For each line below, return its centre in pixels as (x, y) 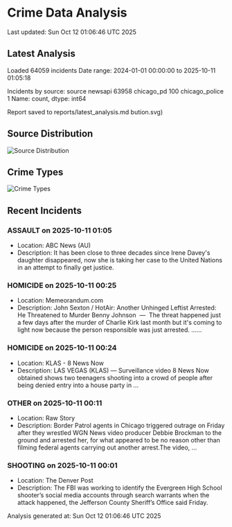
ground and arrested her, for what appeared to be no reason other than (118, 440)
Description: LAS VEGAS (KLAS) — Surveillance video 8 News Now (113, 370)
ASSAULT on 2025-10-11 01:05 (60, 230)
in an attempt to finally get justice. (65, 267)
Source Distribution (50, 134)
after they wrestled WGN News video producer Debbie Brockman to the (119, 432)
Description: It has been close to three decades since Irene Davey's (114, 253)
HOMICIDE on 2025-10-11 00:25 (62, 285)
